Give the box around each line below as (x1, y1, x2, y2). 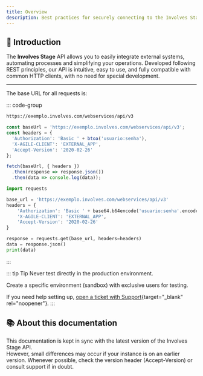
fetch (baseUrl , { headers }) (6, 163, 80, 170)
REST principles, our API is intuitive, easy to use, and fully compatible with (6, 66, 191, 73)
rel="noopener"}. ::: (6, 300, 56, 307)
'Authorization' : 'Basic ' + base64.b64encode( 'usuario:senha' (17, 207, 180, 214)
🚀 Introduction (6, 37, 62, 47)
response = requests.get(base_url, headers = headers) (6, 236, 142, 242)
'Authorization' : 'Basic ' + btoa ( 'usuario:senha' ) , (11, 135, 147, 141)
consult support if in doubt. (6, 363, 74, 370)
